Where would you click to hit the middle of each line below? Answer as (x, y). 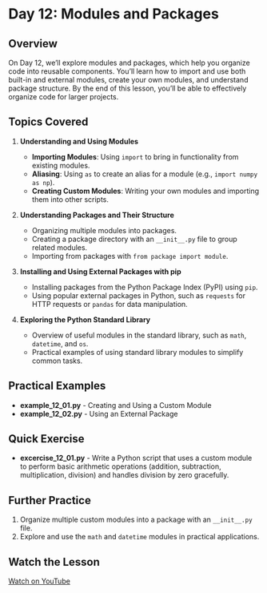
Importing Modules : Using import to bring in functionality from (135, 156)
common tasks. (57, 361)
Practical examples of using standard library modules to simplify (137, 352)
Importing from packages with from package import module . (130, 256)
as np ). (43, 182)
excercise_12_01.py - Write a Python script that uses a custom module (136, 458)
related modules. (60, 247)
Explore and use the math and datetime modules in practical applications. (139, 537)
